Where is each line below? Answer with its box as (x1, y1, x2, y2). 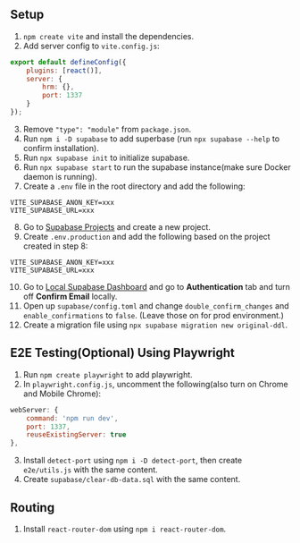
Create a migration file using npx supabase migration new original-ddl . (22, 319, 288, 330)
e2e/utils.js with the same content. (22, 464, 159, 475)
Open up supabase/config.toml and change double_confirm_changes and (22, 300, 289, 311)
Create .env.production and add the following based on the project (22, 231, 271, 242)
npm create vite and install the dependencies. (22, 30, 195, 41)
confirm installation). (22, 142, 99, 153)
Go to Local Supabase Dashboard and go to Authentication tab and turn (22, 281, 291, 292)
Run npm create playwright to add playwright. (22, 369, 193, 379)
